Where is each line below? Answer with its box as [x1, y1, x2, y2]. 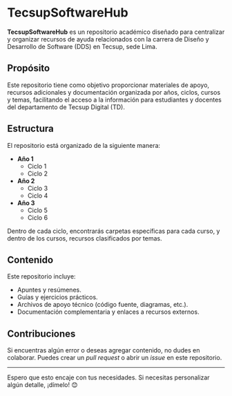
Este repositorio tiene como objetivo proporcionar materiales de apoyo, [7, 81, 209, 89]
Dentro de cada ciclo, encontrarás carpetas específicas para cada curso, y [7, 227, 220, 235]
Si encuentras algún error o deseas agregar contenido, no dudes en [7, 346, 200, 355]
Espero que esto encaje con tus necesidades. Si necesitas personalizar [7, 373, 210, 381]
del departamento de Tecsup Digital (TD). [7, 102, 126, 111]
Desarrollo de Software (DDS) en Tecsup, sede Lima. [7, 42, 157, 50]
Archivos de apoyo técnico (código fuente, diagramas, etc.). [17, 301, 188, 309]
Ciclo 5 [27, 206, 48, 214]
